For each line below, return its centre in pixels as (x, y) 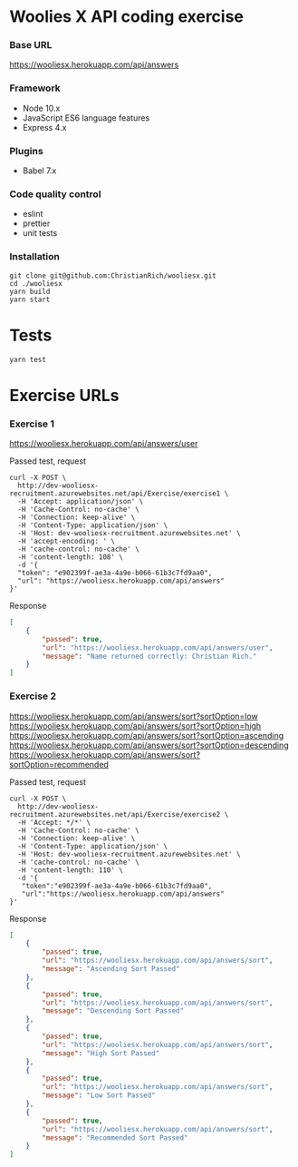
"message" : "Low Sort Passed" (99, 1095)
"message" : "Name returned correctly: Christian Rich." (149, 656)
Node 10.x (41, 108)
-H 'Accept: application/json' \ (81, 502)
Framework (35, 88)
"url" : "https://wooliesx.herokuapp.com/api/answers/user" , (158, 647)
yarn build (30, 291)
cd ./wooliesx (36, 283)
